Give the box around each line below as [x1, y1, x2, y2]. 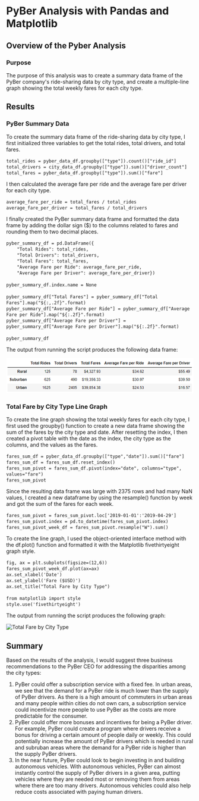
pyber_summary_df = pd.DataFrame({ [6, 240, 94, 246]
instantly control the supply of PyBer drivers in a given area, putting [14, 769, 180, 777]
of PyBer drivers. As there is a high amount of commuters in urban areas [14, 693, 192, 700]
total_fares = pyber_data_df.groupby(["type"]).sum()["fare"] [6, 170, 163, 176]
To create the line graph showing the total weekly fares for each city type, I [6, 416, 190, 423]
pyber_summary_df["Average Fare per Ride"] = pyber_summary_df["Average [6, 305, 190, 312]
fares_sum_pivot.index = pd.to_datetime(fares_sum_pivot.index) [6, 519, 169, 525]
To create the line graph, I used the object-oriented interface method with [6, 535, 187, 542]
